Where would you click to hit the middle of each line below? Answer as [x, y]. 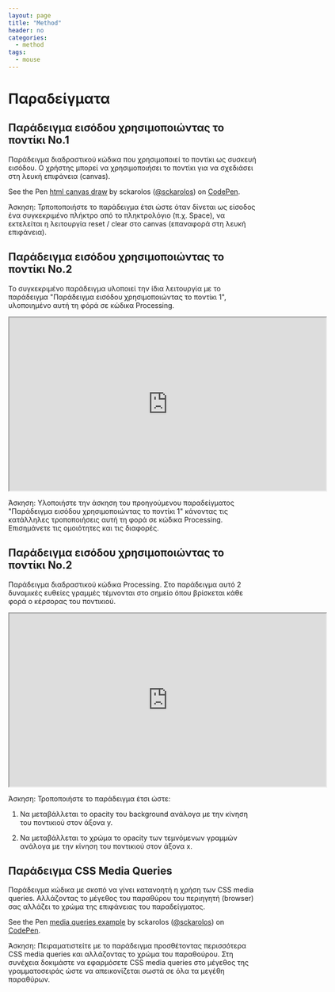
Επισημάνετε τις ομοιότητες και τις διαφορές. [84, 528]
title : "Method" [35, 23]
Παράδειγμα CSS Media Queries [90, 870]
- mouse [28, 60]
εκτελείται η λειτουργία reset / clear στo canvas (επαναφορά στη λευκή [127, 223]
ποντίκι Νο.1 [39, 141]
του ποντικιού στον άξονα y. [66, 822]
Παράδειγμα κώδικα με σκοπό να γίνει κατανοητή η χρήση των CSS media [131, 890]
